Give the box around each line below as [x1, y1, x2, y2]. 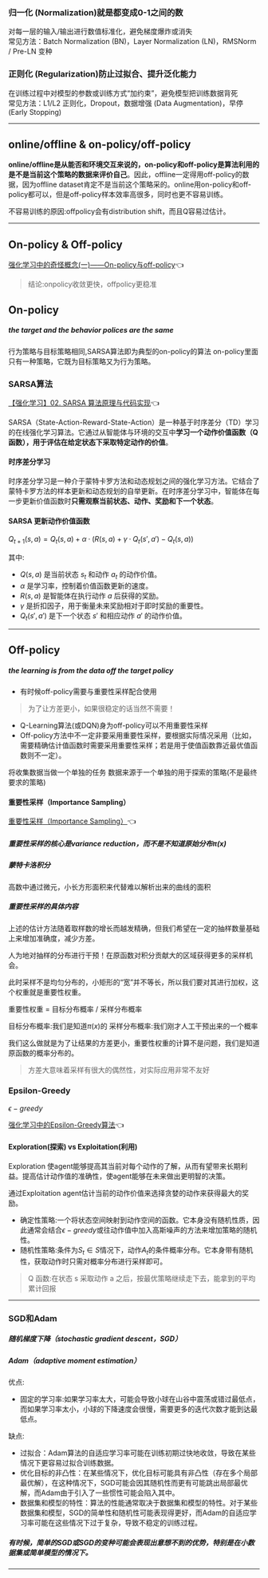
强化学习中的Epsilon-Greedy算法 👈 [8, 1119, 124, 1130]
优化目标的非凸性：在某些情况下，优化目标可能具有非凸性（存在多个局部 [19, 1468, 258, 1477]
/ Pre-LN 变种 [8, 46, 53, 57]
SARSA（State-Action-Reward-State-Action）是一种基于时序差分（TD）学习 [8, 417, 259, 427]
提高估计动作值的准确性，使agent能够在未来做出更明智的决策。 [22, 1171, 230, 1182]
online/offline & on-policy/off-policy [8, 137, 191, 151]
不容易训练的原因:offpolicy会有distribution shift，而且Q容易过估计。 [8, 207, 231, 216]
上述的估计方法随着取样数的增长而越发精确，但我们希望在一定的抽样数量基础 [8, 923, 260, 933]
